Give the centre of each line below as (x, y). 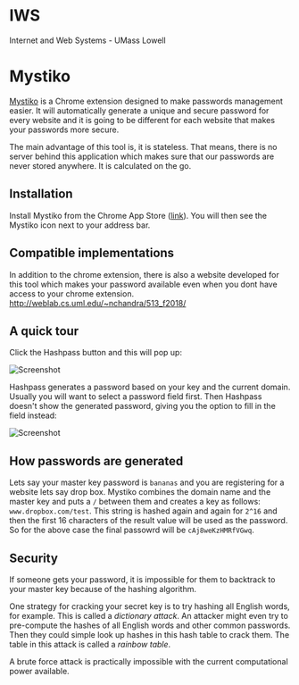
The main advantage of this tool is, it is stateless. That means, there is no (143, 146)
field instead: (33, 415)
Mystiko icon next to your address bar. (80, 225)
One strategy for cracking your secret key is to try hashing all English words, (149, 606)
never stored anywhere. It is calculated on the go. (100, 165)
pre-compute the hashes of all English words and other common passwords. (150, 625)
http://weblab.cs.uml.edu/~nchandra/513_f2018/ (98, 303)
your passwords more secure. (64, 129)
